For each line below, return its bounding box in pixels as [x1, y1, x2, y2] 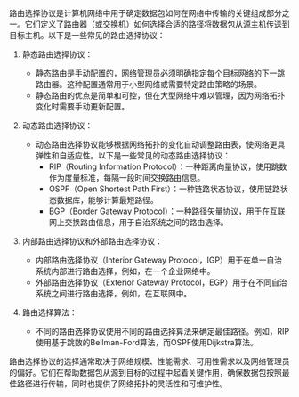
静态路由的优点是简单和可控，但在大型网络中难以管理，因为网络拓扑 [35, 90, 286, 101]
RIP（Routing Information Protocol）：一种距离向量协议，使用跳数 [48, 161, 287, 172]
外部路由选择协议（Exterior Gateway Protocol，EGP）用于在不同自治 [35, 277, 287, 288]
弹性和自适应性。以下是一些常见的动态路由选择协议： [35, 150, 231, 160]
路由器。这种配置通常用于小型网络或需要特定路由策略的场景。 [35, 79, 263, 89]
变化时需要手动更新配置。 [35, 101, 130, 111]
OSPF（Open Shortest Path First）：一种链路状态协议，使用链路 [48, 183, 281, 194]
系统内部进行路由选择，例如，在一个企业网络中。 [35, 266, 215, 276]
